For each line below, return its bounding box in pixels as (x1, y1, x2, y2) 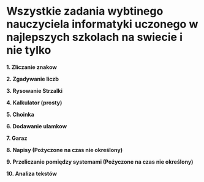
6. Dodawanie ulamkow (6, 122, 67, 129)
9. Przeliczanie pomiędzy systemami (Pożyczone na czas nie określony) (6, 158, 194, 166)
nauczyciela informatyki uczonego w (6, 17, 198, 31)
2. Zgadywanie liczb (6, 75, 59, 82)
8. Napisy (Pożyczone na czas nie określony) (6, 146, 123, 153)
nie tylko (6, 43, 51, 57)
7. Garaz (6, 134, 28, 142)
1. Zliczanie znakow (6, 63, 57, 71)
